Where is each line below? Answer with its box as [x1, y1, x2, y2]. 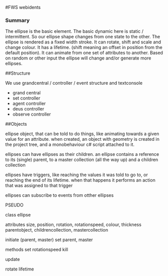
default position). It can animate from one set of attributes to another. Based [5, 50, 163, 56]
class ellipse [5, 212, 31, 218]
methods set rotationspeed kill [5, 247, 68, 253]
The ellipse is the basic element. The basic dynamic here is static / [5, 28, 144, 34]
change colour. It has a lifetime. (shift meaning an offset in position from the [5, 44, 162, 50]
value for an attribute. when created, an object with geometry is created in [5, 136, 160, 142]
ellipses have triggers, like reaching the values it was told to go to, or [5, 172, 148, 178]
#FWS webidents [5, 5, 41, 10]
